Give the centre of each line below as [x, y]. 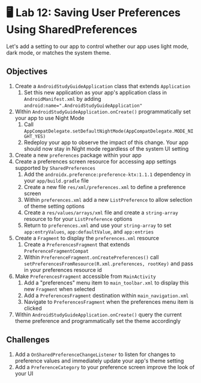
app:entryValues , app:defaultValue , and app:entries [89, 231]
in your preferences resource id [63, 270]
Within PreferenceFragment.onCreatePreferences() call [91, 257]
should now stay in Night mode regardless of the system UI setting [106, 148]
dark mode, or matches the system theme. [58, 52]
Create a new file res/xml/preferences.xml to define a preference [105, 187]
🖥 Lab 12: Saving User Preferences [94, 13]
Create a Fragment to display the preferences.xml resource [87, 238]
